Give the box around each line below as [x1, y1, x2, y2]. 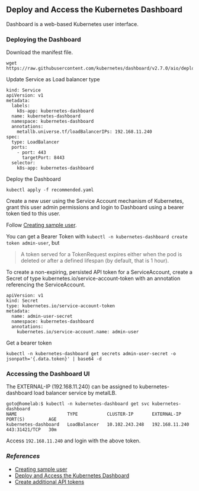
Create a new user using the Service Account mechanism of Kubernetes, [6, 197, 184, 205]
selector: [11, 160, 36, 166]
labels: [11, 103, 31, 109]
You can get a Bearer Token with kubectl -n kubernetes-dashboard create [6, 233, 188, 240]
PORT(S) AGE [6, 416, 57, 423]
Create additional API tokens [14, 478, 85, 485]
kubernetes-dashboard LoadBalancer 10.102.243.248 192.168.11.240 [6, 422, 190, 428]
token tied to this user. [6, 210, 60, 217]
